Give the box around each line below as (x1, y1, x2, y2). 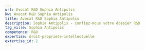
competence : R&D (5, 30, 38, 34)
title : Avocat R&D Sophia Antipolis (5, 16, 79, 21)
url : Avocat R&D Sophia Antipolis (5, 7, 75, 12)
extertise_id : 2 (5, 39, 38, 44)
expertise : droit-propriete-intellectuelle (5, 34, 95, 39)
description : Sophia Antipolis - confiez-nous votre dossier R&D (5, 20, 140, 26)
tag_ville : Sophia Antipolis (5, 25, 64, 30)
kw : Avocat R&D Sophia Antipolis (5, 12, 73, 17)
